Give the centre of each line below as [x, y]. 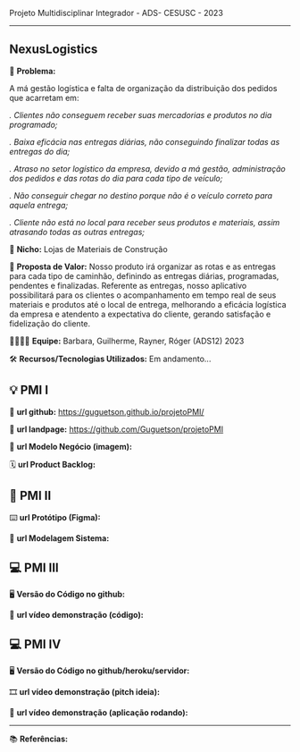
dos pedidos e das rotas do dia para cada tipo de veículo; [116, 178]
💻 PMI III [34, 567]
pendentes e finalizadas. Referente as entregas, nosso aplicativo [128, 285]
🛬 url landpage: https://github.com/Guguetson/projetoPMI [117, 429]
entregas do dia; [40, 151]
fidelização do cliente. [50, 323]
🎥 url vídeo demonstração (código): [77, 615]
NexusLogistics [54, 50]
